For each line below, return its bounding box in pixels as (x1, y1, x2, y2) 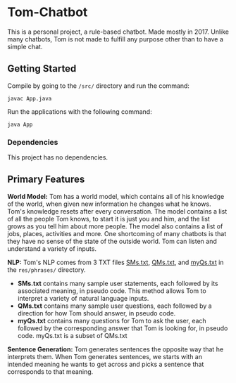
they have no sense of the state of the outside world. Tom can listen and (7, 237, 217, 245)
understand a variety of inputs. (7, 244, 97, 253)
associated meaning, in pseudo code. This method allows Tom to (17, 286, 206, 295)
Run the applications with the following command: (7, 107, 153, 116)
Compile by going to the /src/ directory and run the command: (7, 82, 190, 90)
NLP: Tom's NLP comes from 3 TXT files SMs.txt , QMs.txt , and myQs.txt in (7, 258, 224, 266)
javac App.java (7, 95, 52, 102)
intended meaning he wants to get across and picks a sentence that (7, 360, 204, 368)
